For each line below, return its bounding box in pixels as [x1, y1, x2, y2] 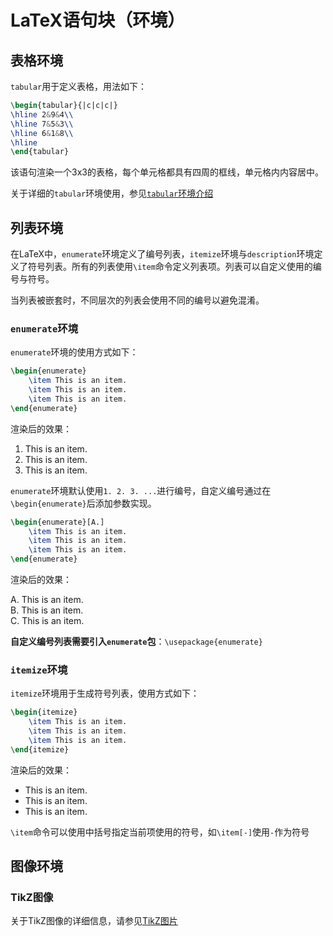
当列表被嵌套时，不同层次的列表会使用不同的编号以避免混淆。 [10, 294, 265, 306]
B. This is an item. [10, 604, 84, 616]
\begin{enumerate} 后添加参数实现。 [10, 497, 157, 509]
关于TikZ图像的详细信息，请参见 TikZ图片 [10, 915, 178, 927]
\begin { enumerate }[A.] [10, 517, 105, 527]
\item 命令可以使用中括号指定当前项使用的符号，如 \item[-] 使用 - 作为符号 [10, 826, 310, 838]
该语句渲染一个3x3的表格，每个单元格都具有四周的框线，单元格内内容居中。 [10, 166, 324, 178]
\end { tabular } [10, 147, 70, 157]
